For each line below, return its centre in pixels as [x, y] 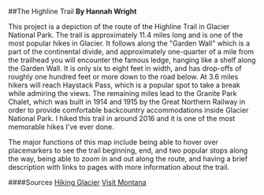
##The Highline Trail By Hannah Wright [73, 11]
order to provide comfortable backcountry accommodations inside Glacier [128, 110]
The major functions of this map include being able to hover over [113, 142]
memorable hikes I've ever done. [61, 127]
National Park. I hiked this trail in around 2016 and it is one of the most [122, 118]
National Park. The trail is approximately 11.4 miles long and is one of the [126, 35]
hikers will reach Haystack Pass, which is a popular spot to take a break [124, 85]
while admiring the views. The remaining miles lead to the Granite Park [123, 93]
